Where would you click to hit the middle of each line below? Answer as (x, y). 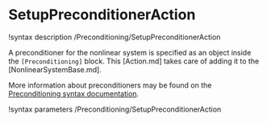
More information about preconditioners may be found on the (110, 85)
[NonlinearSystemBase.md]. (55, 69)
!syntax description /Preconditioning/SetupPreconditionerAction (115, 37)
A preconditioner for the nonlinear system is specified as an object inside (130, 52)
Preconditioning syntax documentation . (74, 93)
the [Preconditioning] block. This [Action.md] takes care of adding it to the (134, 61)
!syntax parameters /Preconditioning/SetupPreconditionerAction (115, 109)
